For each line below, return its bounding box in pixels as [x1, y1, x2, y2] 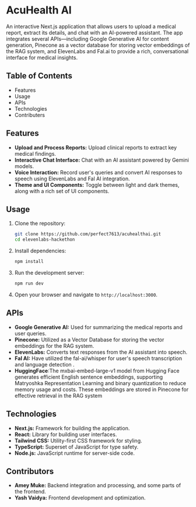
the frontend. [14, 488, 47, 495]
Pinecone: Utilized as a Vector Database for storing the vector [14, 336, 164, 343]
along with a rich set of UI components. [14, 187, 110, 194]
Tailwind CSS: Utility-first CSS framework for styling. [14, 437, 142, 444]
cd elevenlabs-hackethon [14, 237, 75, 243]
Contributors [6, 466, 54, 476]
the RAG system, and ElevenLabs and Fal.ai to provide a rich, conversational [6, 47, 189, 54]
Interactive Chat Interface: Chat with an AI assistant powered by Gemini [14, 156, 190, 163]
